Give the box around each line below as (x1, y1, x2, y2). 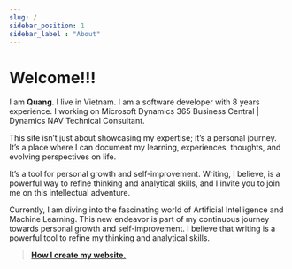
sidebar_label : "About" (9, 29, 101, 38)
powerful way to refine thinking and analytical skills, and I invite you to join (9, 178, 280, 188)
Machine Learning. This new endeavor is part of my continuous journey (9, 214, 270, 225)
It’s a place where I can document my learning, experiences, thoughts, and (9, 142, 281, 153)
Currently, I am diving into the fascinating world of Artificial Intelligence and (9, 204, 284, 215)
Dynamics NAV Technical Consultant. (9, 116, 145, 127)
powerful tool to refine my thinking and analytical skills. (9, 233, 211, 243)
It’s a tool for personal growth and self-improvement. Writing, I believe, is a (9, 169, 280, 180)
